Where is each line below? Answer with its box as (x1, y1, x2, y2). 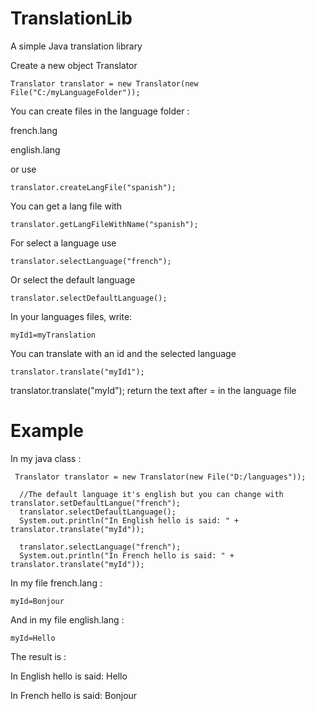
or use (10, 163, 37, 175)
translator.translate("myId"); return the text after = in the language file (10, 384, 297, 396)
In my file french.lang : (10, 577, 103, 589)
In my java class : (10, 452, 82, 464)
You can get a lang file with (10, 200, 123, 212)
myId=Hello (10, 633, 56, 643)
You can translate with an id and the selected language (10, 347, 237, 359)
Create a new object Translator (10, 59, 138, 71)
